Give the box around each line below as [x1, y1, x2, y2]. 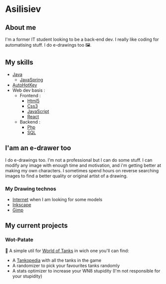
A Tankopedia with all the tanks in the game [12, 257, 102, 263]
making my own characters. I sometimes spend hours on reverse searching [5, 167, 159, 173]
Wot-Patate [5, 236, 34, 243]
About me [5, 23, 36, 32]
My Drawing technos [5, 185, 56, 192]
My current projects [5, 221, 68, 230]
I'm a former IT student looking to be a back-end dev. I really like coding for [5, 36, 160, 42]
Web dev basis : [12, 87, 46, 93]
